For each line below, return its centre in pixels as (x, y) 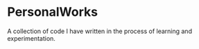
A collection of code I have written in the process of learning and (100, 31)
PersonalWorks (53, 12)
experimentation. (31, 38)
